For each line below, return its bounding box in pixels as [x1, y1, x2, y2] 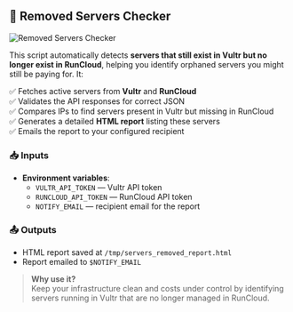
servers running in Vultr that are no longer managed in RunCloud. [30, 292, 270, 303]
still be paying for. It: [9, 68, 84, 79]
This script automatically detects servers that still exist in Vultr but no [9, 50, 268, 60]
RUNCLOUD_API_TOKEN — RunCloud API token [35, 192, 193, 203]
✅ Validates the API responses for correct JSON [9, 95, 185, 107]
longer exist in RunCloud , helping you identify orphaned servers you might [9, 59, 284, 69]
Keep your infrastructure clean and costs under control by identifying [30, 284, 284, 294]
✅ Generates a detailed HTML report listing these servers [9, 116, 220, 126]
